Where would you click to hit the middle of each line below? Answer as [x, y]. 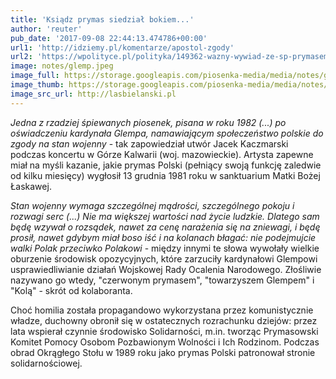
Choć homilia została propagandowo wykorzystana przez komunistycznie [162, 310]
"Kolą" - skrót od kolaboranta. [71, 290]
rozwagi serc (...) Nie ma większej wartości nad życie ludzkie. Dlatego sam [165, 216]
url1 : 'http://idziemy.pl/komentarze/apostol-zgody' [122, 47]
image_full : [35, 76]
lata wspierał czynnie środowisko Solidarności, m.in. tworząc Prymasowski [164, 331]
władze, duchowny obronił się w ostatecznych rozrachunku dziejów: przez [164, 320]
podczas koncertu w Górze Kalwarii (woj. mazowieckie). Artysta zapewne [162, 154]
